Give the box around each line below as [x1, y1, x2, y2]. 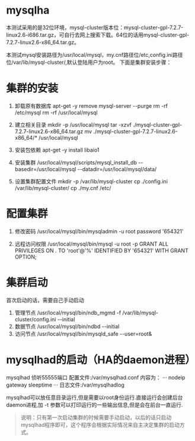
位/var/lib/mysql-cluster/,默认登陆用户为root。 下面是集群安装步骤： [6, 59, 172, 66]
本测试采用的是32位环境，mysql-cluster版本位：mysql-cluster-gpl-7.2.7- [6, 24, 184, 31]
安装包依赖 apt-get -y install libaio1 [14, 146, 100, 153]
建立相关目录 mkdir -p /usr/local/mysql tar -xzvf [14, 121, 132, 128]
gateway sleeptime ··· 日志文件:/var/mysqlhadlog [6, 381, 124, 388]
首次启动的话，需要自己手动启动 [6, 297, 84, 304]
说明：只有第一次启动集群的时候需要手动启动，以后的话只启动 [20, 414, 172, 421]
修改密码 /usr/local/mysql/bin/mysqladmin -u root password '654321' [14, 227, 184, 234]
